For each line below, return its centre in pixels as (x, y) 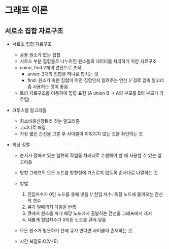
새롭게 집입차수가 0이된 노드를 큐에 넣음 (66, 220)
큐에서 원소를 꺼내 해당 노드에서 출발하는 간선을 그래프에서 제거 (90, 213)
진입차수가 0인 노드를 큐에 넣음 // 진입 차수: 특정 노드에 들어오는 (90, 194)
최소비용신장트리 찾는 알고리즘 (49, 121)
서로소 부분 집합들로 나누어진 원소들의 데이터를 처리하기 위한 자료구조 (88, 61)
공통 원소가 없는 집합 (40, 55)
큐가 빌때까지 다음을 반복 (52, 207)
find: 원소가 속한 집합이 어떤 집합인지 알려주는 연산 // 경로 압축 (89, 80)
